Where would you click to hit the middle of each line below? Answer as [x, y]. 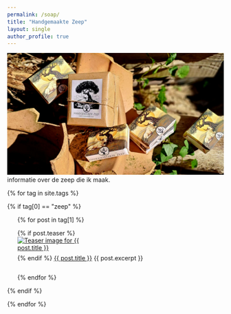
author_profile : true [38, 36]
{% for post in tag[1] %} [51, 220]
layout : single [29, 29]
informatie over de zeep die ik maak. [59, 180]
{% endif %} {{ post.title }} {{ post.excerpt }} [80, 258]
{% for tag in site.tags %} [43, 193]
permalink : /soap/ [33, 14]
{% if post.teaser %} [46, 233]
